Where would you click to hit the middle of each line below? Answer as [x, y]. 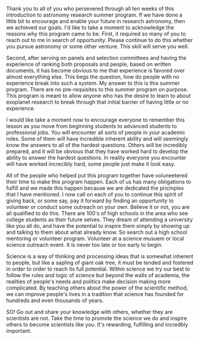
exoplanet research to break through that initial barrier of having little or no [97, 102]
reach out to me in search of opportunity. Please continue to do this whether [99, 40]
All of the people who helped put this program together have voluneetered [97, 175]
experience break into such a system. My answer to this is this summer [93, 83]
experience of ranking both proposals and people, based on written [89, 64]
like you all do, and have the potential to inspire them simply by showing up [98, 226]
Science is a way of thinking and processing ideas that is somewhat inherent [100, 256]
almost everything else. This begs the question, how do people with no [93, 77]
